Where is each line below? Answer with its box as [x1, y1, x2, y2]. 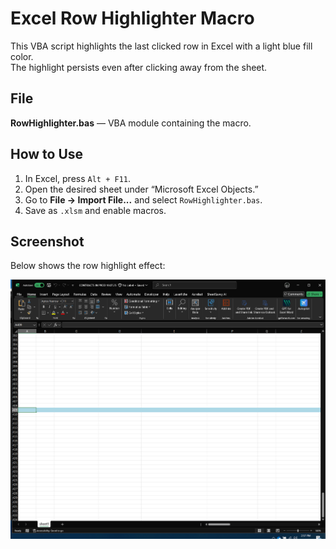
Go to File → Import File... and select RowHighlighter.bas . [24, 193, 263, 206]
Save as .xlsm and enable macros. [24, 204, 167, 216]
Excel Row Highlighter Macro [10, 7, 255, 30]
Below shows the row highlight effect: [10, 260, 166, 272]
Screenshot [10, 233, 85, 250]
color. [10, 50, 34, 62]
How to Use [10, 146, 84, 163]
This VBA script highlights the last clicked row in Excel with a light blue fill [10, 40, 313, 52]
